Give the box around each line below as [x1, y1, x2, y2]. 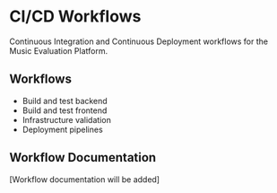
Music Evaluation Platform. [9, 45, 108, 56]
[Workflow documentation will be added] [9, 173, 160, 185]
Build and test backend [22, 95, 108, 106]
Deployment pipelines [22, 124, 103, 135]
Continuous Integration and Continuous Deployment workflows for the [9, 36, 269, 47]
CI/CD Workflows [9, 6, 142, 27]
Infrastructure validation [22, 114, 112, 125]
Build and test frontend [22, 105, 108, 116]
